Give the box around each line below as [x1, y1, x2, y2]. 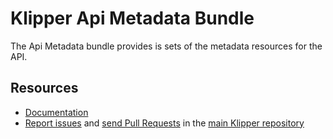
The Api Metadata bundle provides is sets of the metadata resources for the [10, 40, 323, 52]
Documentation [24, 106, 89, 118]
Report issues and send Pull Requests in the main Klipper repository [24, 117, 305, 129]
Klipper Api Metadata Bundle [10, 7, 255, 30]
